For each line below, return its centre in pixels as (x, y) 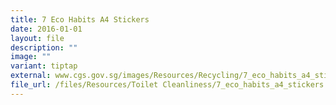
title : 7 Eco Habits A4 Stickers (80, 19)
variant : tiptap (44, 66)
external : (31, 76)
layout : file (37, 38)
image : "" (31, 57)
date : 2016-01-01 (46, 29)
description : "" (44, 47)
